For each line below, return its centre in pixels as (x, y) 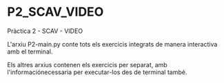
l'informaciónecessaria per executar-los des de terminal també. (97, 72)
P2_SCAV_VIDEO (55, 12)
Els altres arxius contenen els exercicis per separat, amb (87, 64)
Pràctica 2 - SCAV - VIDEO (45, 31)
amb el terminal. (30, 51)
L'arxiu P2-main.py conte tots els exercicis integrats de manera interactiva (112, 44)
